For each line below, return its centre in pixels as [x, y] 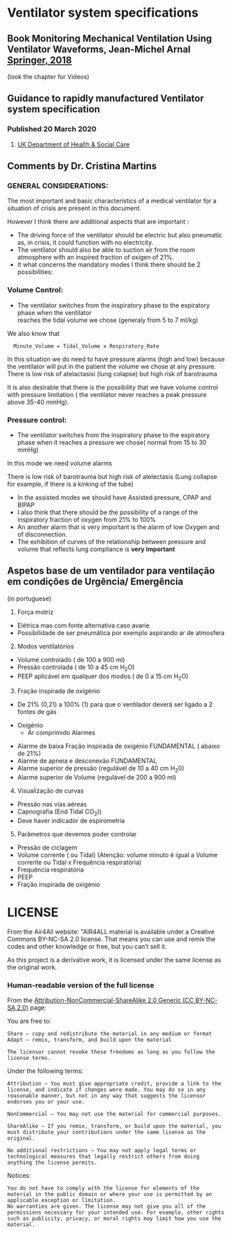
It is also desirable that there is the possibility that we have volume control [113, 387]
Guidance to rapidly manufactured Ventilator [106, 99]
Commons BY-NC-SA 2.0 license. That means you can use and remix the [111, 939]
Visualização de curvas [51, 791]
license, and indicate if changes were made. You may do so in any [107, 1090]
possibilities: [35, 272]
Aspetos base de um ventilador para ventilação [111, 571]
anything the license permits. [52, 1163]
